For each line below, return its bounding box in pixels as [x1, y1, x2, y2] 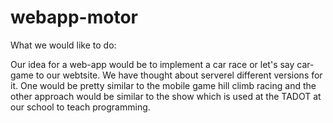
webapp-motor [10, 6, 138, 29]
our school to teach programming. [10, 101, 151, 113]
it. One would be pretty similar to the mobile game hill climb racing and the [10, 79, 317, 91]
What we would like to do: [10, 39, 117, 51]
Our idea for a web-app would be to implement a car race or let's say [10, 58, 295, 70]
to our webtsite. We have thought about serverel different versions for [35, 69, 323, 81]
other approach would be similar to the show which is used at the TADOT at [10, 90, 322, 102]
